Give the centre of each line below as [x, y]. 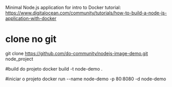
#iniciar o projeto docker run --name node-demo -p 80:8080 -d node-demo [86, 79]
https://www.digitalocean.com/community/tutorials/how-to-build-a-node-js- [86, 13]
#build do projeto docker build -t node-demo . [54, 68]
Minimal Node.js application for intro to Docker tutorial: [63, 7]
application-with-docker [31, 18]
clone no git [31, 39]
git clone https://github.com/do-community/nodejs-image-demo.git [77, 53]
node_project [19, 59]
